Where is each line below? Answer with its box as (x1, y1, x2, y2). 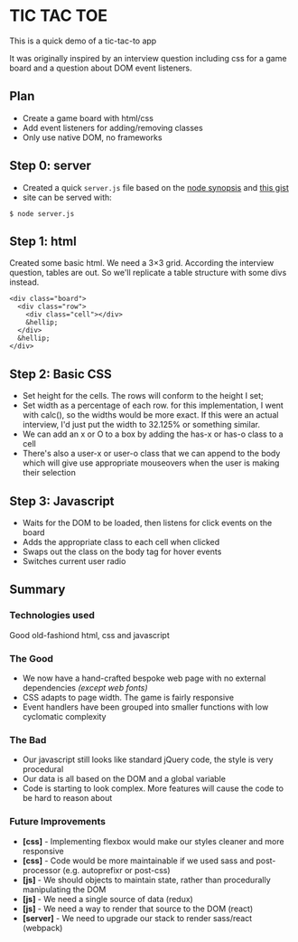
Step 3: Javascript (9, 494, 115, 509)
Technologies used (9, 609, 95, 622)
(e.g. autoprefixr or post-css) (62, 864, 171, 875)
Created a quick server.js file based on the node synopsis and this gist (22, 182, 289, 193)
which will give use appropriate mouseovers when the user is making (22, 457, 280, 468)
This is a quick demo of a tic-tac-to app (9, 35, 157, 46)
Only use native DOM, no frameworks (22, 132, 163, 143)
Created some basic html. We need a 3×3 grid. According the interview (9, 258, 275, 268)
